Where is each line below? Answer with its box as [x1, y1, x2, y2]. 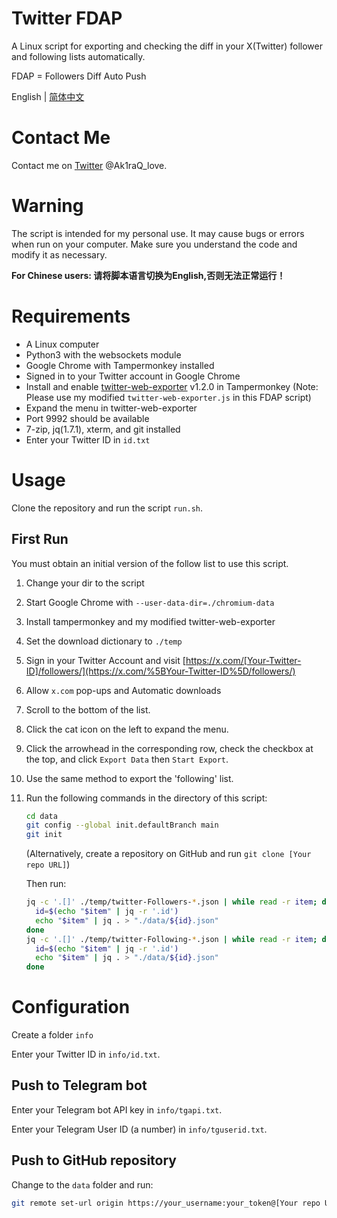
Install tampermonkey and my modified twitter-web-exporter [25, 615, 276, 627]
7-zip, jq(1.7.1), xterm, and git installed [25, 423, 181, 435]
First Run [11, 531, 69, 548]
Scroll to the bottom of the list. [25, 703, 151, 716]
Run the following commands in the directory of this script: [25, 792, 268, 804]
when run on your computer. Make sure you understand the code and [11, 238, 298, 250]
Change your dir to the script [25, 577, 145, 589]
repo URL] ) [25, 858, 71, 871]
